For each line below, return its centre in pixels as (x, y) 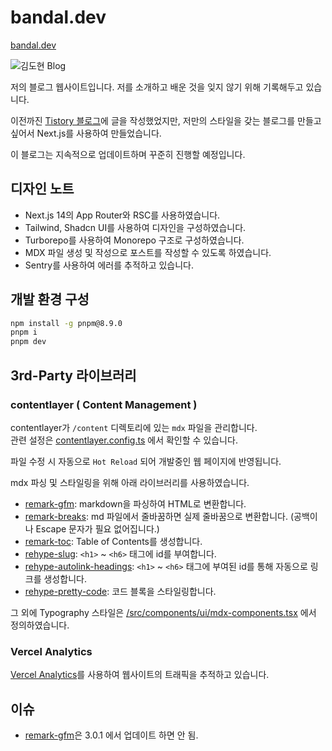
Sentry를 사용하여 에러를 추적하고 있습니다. (109, 265)
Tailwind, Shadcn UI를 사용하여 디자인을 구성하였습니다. (135, 227)
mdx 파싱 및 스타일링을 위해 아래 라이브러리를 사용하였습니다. (130, 482)
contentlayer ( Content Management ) (104, 404)
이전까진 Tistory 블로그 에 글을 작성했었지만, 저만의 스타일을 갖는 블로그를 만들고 (166, 120)
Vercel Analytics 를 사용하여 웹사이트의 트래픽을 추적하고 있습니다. (140, 675)
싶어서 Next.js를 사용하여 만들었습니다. (86, 133)
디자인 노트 (42, 189)
